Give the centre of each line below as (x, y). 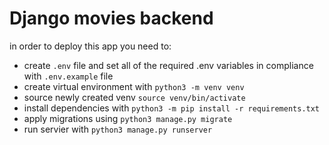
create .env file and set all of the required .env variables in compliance (168, 65)
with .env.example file (68, 76)
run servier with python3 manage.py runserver (118, 129)
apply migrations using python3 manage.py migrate (128, 118)
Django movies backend (111, 18)
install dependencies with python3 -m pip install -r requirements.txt (172, 108)
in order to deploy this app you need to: (90, 46)
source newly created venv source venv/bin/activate (134, 97)
